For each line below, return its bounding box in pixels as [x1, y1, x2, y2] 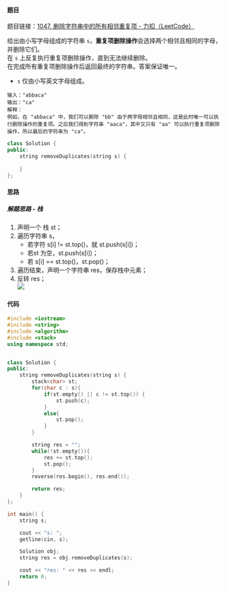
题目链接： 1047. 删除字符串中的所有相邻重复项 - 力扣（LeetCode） [7, 22, 195, 30]
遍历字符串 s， [16, 232, 59, 240]
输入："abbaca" [7, 92, 47, 99]
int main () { [7, 510, 44, 518]
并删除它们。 [7, 45, 43, 53]
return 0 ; [19, 573, 48, 581]
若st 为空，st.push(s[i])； [27, 249, 99, 257]
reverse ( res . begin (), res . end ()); [31, 473, 130, 480]
